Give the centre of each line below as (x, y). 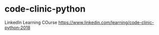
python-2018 (17, 27)
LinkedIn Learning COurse (31, 22)
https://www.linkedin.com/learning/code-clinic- (106, 22)
